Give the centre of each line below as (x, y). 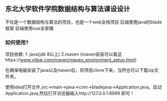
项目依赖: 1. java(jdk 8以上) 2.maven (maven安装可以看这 (63, 54)
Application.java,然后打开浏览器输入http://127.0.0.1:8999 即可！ (70, 93)
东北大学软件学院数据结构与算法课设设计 (67, 9)
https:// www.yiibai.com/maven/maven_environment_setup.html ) (71, 60)
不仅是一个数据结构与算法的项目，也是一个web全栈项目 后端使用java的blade (84, 22)
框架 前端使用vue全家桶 (29, 28)
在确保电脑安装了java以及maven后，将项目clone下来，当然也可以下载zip (80, 70)
